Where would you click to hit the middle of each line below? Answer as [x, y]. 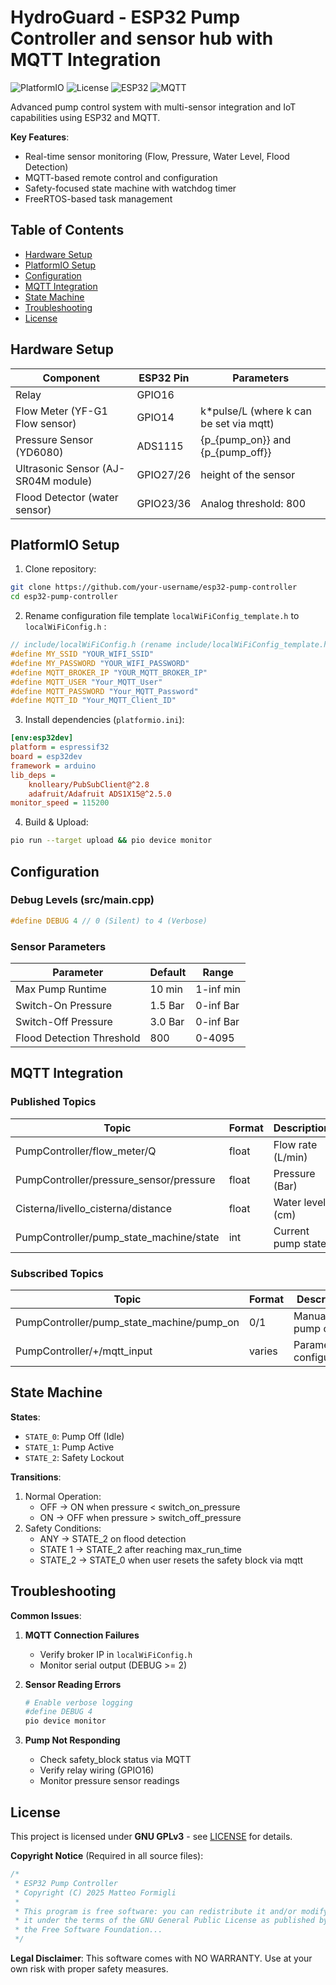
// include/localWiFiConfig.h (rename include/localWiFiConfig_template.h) [171, 645]
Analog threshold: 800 [253, 503]
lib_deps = [33, 775]
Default [168, 972]
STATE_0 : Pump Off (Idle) [74, 1436]
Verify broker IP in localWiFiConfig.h [116, 1654]
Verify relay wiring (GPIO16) [97, 1770]
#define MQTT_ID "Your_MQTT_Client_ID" [93, 701]
